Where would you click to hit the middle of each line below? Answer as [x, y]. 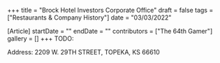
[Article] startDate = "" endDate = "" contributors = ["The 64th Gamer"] [110, 31]
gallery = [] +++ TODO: [41, 38]
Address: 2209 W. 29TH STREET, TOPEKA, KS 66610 [84, 52]
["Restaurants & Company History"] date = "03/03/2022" [89, 17]
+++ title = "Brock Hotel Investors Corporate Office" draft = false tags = [110, 10]
